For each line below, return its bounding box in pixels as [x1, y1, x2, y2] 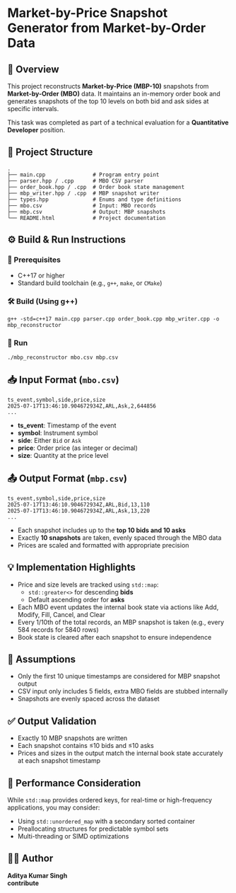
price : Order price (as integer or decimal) [17, 444, 138, 452]
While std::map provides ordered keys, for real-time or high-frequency [7, 795, 213, 804]
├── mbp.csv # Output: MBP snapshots [7, 208, 166, 215]
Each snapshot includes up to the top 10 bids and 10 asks [17, 526, 186, 534]
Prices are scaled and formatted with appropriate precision [17, 541, 189, 549]
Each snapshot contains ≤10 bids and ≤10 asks [17, 742, 154, 750]
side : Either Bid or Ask [17, 436, 82, 444]
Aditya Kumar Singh [7, 871, 68, 880]
